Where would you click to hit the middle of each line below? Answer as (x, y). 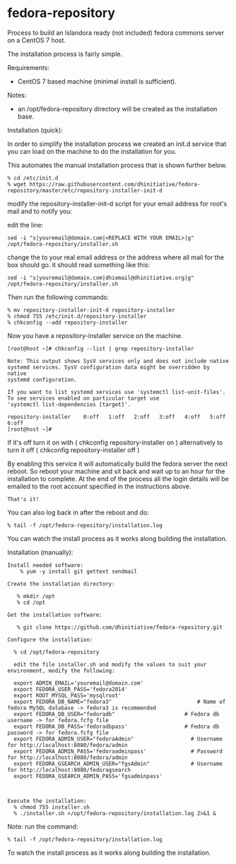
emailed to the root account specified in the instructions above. (99, 486)
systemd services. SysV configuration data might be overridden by (109, 367)
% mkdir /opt (36, 596)
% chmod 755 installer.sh (52, 807)
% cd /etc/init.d (33, 178)
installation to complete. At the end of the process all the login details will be (118, 478)
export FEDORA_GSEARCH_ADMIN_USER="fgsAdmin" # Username (118, 763)
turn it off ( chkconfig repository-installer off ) (73, 450)
